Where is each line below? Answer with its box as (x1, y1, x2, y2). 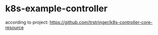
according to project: (5, 19, 49, 25)
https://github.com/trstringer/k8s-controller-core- (49, 19, 153, 25)
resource (5, 24, 24, 30)
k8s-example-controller (5, 3, 108, 14)
